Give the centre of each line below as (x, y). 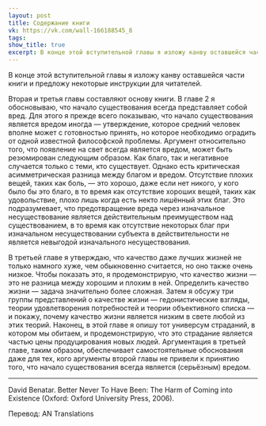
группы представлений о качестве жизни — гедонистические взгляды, (129, 299)
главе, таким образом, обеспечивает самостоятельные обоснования (126, 350)
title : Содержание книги (49, 23)
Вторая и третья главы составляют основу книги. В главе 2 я (112, 99)
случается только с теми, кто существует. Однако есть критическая (124, 166)
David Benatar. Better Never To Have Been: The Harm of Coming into (121, 390)
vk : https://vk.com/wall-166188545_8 (70, 30)
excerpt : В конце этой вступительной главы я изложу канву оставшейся (127, 52)
